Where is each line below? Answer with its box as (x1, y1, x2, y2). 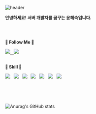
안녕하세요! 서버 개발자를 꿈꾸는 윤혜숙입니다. (5, 15, 92, 21)
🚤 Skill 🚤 (5, 64, 22, 69)
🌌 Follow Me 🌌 (5, 39, 34, 45)
